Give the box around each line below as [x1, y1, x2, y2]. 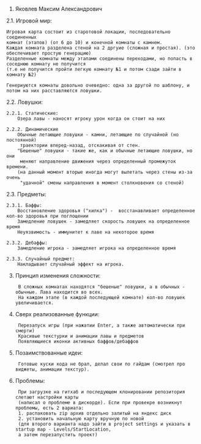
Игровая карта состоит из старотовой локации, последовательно [6, 29, 171, 35]
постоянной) [6, 137, 37, 143]
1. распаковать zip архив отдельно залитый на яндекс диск [18, 410, 172, 416]
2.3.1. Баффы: [6, 202, 43, 209]
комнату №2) [6, 72, 37, 78]
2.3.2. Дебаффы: [6, 240, 48, 246]
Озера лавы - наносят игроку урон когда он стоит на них [17, 116, 166, 122]
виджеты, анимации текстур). [15, 366, 90, 372]
